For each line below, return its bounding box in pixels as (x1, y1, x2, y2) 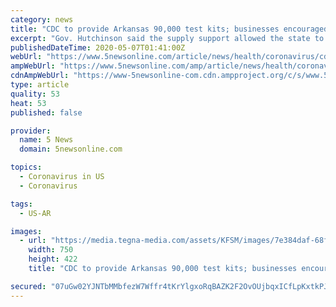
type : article (10, 80, 70, 90)
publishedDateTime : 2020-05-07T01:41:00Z (10, 42, 186, 53)
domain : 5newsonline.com (19, 144, 123, 155)
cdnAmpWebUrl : (10, 71, 70, 81)
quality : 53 (10, 89, 60, 99)
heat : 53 (10, 98, 47, 108)
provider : (10, 126, 52, 136)
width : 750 (28, 245, 74, 255)
